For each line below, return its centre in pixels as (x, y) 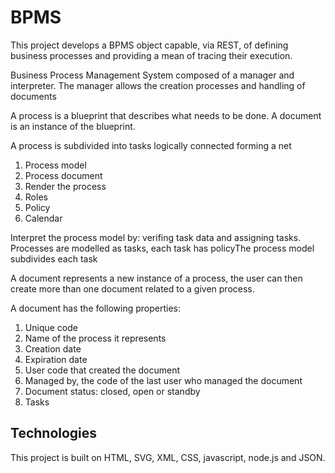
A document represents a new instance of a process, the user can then (156, 278)
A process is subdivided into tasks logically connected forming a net (151, 145)
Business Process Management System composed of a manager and (152, 75)
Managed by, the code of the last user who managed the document (163, 380)
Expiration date (56, 359)
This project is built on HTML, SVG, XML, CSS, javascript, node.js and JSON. (168, 457)
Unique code (51, 327)
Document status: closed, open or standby (112, 391)
